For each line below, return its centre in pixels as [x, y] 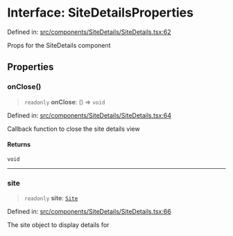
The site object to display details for [58, 225]
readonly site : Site [51, 198]
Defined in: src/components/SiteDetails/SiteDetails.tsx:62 [89, 32]
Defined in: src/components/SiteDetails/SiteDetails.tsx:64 [89, 115]
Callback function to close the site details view [74, 129]
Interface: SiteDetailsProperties [101, 13]
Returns [19, 145]
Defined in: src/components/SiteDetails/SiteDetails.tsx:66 [89, 212]
